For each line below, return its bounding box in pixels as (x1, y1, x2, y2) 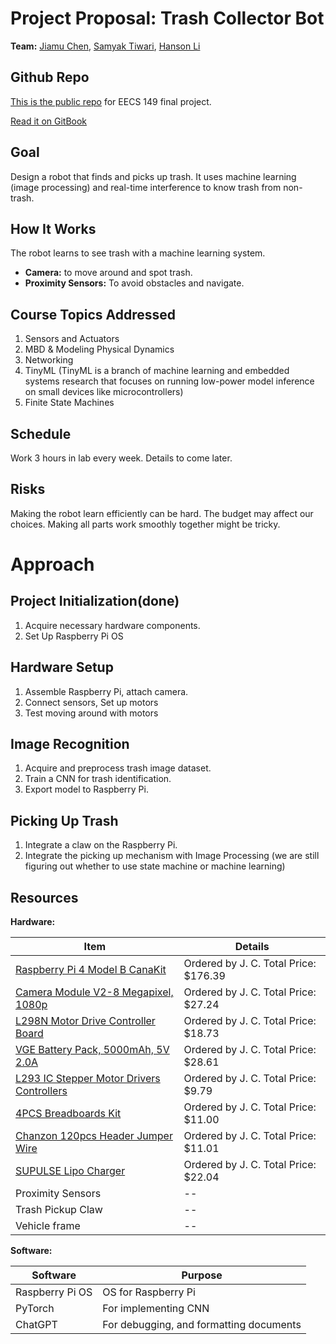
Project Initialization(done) (10, 593, 180, 610)
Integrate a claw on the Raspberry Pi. (24, 839, 178, 851)
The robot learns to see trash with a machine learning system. (10, 247, 266, 259)
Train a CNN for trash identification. (24, 773, 172, 785)
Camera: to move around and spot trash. (24, 267, 193, 279)
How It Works (10, 220, 97, 237)
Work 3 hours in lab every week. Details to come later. (10, 452, 233, 464)
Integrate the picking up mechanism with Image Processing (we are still (24, 850, 320, 862)
